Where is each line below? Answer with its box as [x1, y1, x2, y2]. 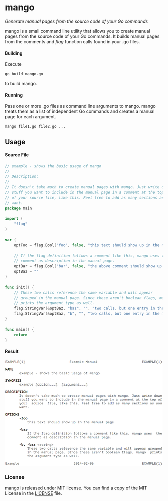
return [14, 332, 28, 337]
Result [5, 348, 19, 354]
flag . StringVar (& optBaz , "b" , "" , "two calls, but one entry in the [14, 311, 160, 316]
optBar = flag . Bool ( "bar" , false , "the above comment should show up [14, 264, 162, 269]
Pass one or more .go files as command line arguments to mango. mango [5, 103, 156, 109]
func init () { [5, 285, 35, 290]
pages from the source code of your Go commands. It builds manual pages [5, 33, 160, 39]
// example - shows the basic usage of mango [5, 163, 101, 169]
